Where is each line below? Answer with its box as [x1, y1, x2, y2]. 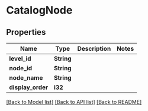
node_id [9, 64, 33, 72]
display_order [9, 83, 49, 92]
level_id [9, 54, 31, 63]
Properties [6, 27, 46, 37]
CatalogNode [6, 4, 73, 17]
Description [77, 45, 111, 53]
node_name [9, 74, 43, 81]
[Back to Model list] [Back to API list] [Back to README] [6, 99, 142, 105]
